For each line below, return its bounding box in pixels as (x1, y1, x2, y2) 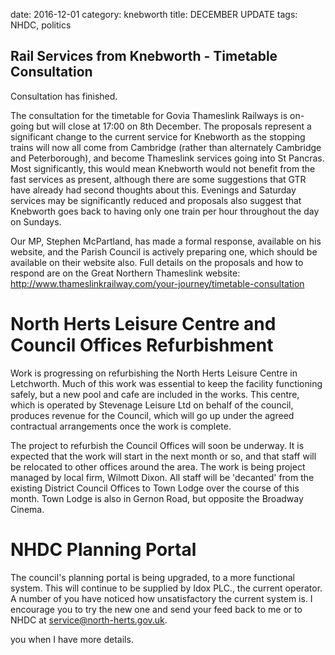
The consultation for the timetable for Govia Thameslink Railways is (10, 109, 288, 121)
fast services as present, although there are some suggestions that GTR (10, 173, 307, 185)
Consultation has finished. (10, 90, 118, 102)
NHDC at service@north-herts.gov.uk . (10, 614, 168, 626)
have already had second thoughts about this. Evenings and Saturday (10, 184, 297, 196)
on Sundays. (10, 215, 62, 228)
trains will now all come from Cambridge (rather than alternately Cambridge (10, 141, 322, 153)
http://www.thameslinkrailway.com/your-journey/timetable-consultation (10, 277, 305, 289)
